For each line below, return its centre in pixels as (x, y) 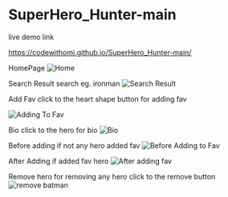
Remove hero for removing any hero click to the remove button (112, 176)
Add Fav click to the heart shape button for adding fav (98, 98)
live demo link (31, 37)
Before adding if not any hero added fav (74, 145)
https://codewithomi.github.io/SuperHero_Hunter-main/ (100, 52)
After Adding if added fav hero (59, 161)
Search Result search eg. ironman (64, 83)
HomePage (27, 68)
